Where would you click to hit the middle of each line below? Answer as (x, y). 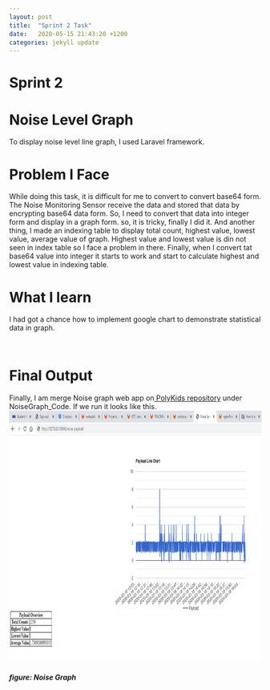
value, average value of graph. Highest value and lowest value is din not (128, 239)
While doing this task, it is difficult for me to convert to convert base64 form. (135, 197)
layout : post (31, 17)
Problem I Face (60, 175)
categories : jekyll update (54, 43)
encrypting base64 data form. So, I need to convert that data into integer (129, 213)
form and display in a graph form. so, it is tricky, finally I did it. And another (132, 222)
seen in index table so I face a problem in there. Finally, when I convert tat (131, 248)
